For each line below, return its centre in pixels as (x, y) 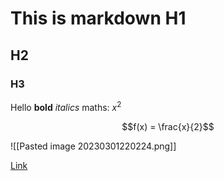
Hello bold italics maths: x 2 (66, 106)
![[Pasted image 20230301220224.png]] (93, 146)
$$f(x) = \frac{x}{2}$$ (168, 126)
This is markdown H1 (98, 18)
